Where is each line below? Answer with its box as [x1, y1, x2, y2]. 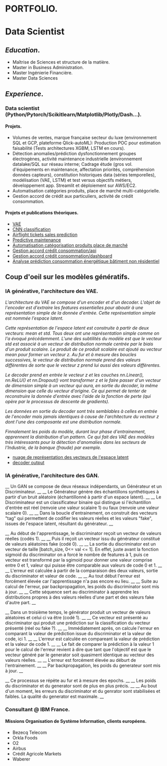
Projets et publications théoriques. [5, 210, 79, 216]
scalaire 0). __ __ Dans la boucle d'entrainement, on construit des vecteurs [5, 509, 158, 516]
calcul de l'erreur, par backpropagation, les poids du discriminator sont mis [5, 583, 160, 589]
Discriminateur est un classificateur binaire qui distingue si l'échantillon [5, 499, 151, 505]
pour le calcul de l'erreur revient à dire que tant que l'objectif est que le [5, 646, 152, 652]
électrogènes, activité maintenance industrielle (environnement [12, 156, 142, 162]
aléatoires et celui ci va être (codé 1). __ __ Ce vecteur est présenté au [5, 614, 148, 620]
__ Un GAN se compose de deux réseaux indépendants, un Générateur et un [5, 483, 162, 489]
